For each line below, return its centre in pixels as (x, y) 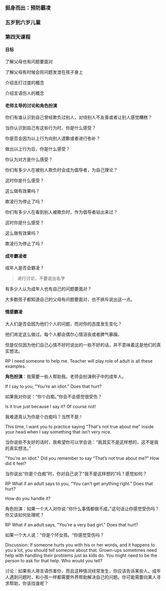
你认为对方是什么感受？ (29, 160)
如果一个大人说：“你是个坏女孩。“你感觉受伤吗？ (55, 535)
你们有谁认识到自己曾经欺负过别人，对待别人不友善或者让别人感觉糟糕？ (79, 117)
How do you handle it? (28, 498)
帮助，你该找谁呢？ (29, 583)
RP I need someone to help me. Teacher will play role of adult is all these (79, 361)
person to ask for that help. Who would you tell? (54, 560)
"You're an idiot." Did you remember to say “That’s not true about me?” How (82, 458)
